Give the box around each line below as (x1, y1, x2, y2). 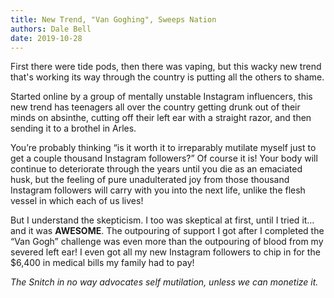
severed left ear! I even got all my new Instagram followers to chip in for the (10, 246, 321, 258)
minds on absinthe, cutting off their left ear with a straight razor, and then (10, 112, 312, 124)
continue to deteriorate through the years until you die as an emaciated (10, 163, 303, 175)
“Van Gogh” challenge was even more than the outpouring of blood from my (10, 236, 324, 248)
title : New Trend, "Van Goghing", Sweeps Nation (10, 14, 217, 25)
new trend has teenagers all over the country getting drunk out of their (10, 101, 301, 113)
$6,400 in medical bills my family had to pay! (10, 257, 195, 269)
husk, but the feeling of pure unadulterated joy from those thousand (10, 174, 290, 186)
